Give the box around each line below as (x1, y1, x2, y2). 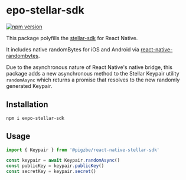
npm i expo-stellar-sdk (6, 115, 65, 121)
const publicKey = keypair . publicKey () (6, 163, 105, 169)
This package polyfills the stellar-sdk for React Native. (6, 34, 138, 41)
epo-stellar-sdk (6, 4, 84, 17)
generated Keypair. (6, 82, 53, 89)
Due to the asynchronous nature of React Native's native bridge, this (6, 63, 173, 71)
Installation (6, 100, 48, 110)
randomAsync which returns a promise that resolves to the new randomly (6, 76, 180, 83)
